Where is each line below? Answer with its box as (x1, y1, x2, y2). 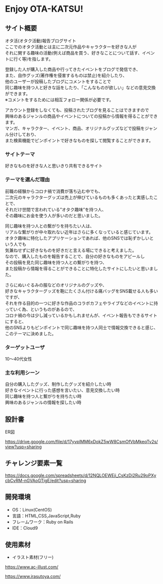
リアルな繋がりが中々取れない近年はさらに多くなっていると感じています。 (5, 229, 153, 235)
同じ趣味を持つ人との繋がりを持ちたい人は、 (5, 223, 95, 229)
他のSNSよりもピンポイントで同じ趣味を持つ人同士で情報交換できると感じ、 (5, 325, 158, 330)
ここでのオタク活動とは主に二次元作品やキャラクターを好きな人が (5, 44, 137, 50)
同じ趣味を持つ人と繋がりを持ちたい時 (5, 393, 81, 400)
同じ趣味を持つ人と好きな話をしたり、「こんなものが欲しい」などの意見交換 (5, 85, 156, 91)
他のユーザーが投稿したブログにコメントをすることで (5, 79, 112, 84)
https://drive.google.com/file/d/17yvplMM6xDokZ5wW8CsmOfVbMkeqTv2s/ (5, 439, 158, 444)
